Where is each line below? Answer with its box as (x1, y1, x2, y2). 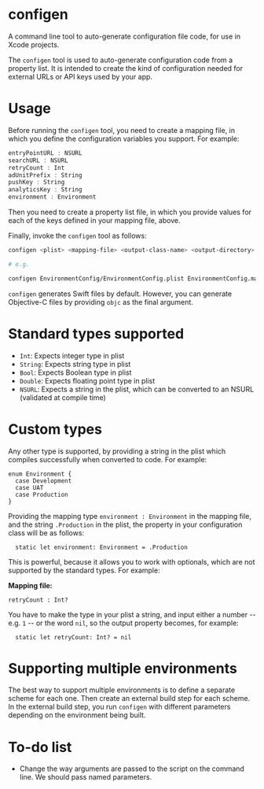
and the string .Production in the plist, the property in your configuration (8, 520, 243, 529)
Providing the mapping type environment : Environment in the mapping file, (8, 511, 252, 520)
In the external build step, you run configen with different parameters (8, 702, 231, 712)
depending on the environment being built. (8, 710, 146, 720)
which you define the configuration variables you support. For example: (8, 134, 240, 143)
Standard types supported (8, 324, 185, 343)
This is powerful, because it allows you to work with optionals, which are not (8, 557, 255, 566)
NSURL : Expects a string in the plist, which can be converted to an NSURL (19, 384, 255, 394)
